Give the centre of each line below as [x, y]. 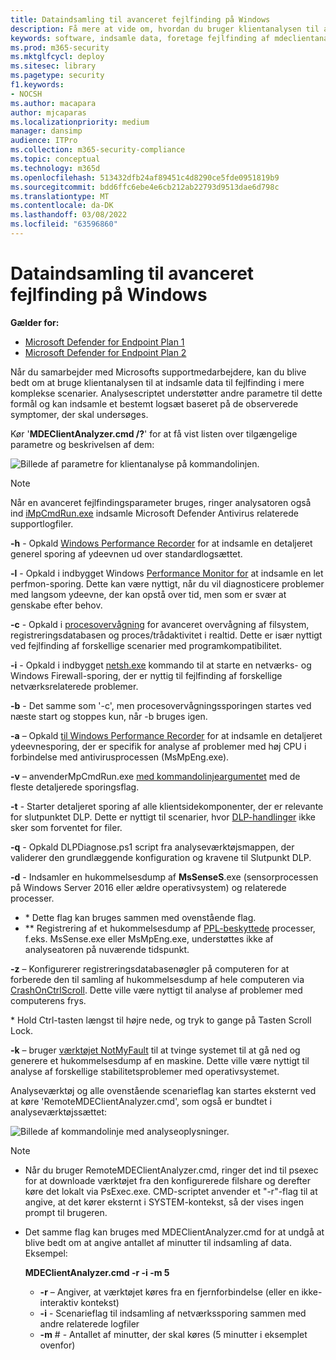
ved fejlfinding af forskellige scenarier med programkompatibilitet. [146, 645]
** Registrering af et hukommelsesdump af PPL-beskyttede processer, [170, 928]
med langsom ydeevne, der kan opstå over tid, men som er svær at [148, 594]
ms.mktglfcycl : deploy [57, 57]
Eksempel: [46, 1253]
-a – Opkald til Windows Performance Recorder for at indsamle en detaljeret [166, 735]
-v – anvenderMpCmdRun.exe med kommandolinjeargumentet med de [155, 776]
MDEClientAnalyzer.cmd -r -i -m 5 [97, 1272]
